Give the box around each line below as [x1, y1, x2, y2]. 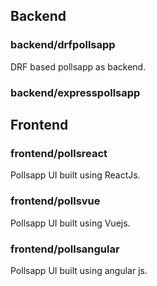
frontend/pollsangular [10, 242, 120, 256]
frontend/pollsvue [10, 194, 101, 208]
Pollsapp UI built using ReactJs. [10, 169, 141, 181]
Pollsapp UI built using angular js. [10, 264, 148, 276]
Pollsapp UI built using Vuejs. [10, 217, 131, 229]
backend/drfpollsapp [10, 38, 116, 52]
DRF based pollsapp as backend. [10, 60, 147, 73]
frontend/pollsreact [10, 146, 108, 160]
